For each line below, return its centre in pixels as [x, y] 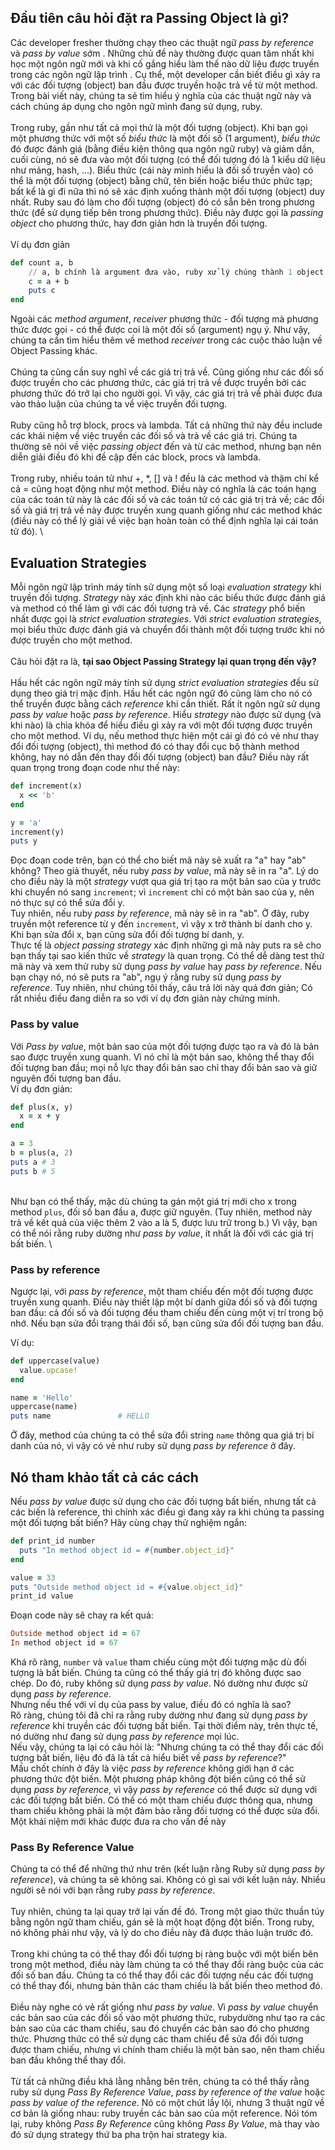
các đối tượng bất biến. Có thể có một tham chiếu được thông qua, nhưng [161, 1800]
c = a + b [49, 281]
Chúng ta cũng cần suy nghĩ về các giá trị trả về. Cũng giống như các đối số [167, 372]
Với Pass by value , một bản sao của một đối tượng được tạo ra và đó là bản [165, 1046]
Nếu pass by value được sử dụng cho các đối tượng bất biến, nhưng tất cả [163, 1502]
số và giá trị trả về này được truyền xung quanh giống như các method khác [166, 510]
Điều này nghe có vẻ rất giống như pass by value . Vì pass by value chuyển [164, 2007]
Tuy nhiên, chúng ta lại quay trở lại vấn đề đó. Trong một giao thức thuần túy [167, 1912]
